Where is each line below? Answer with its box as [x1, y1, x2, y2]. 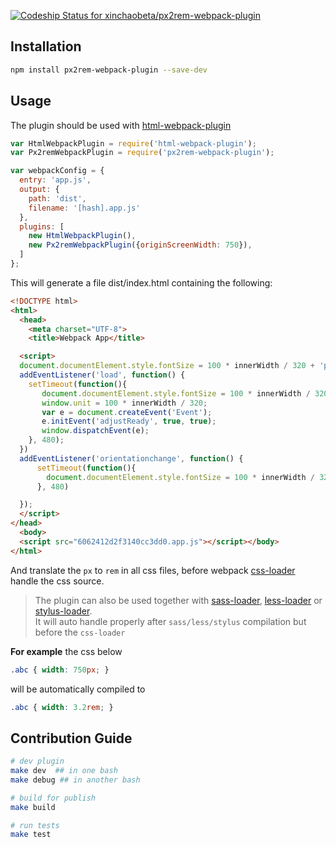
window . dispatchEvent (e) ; [41, 426, 150, 436]
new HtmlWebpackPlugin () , [28, 231, 137, 241]
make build [10, 802, 56, 812]
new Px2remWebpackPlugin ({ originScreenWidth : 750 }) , [28, 240, 253, 250]
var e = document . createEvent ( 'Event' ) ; [41, 407, 213, 417]
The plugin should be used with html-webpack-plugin [10, 119, 232, 131]
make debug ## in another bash [10, 775, 141, 785]
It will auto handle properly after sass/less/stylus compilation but [34, 615, 307, 627]
